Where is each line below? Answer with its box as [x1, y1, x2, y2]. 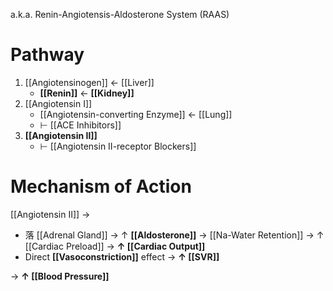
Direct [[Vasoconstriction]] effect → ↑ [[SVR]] [24, 250, 220, 263]
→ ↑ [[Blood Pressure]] [10, 270, 110, 282]
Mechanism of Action [10, 175, 192, 198]
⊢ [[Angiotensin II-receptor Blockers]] [39, 140, 197, 152]
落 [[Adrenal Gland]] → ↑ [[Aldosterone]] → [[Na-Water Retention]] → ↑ [24, 229, 325, 241]
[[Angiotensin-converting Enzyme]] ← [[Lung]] [39, 108, 233, 120]
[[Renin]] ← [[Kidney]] [39, 87, 135, 99]
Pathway [10, 44, 85, 66]
